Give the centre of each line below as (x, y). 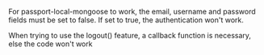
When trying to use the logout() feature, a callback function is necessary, (130, 35)
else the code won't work (50, 44)
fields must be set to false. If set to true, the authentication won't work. (126, 20)
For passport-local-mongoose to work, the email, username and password (132, 12)
